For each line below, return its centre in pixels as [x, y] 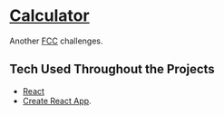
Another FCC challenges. [56, 41]
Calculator [49, 16]
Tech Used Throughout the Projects [112, 69]
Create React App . [57, 101]
